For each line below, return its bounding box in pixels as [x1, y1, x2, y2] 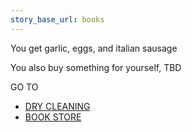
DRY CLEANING [24, 100, 91, 112]
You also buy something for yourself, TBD [10, 61, 182, 73]
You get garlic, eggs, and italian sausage [10, 42, 178, 54]
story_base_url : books [10, 14, 105, 25]
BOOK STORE [24, 111, 82, 123]
